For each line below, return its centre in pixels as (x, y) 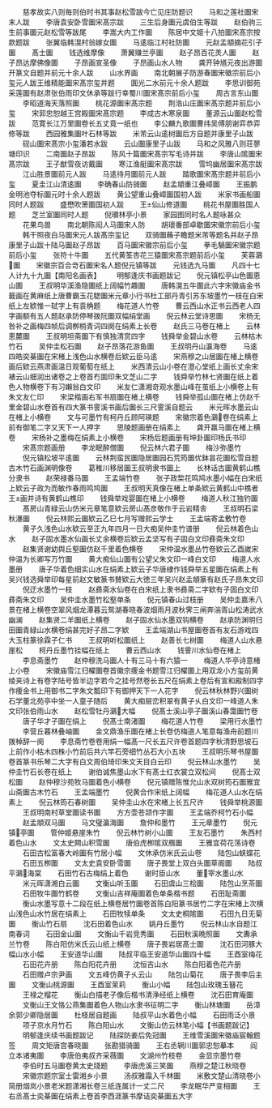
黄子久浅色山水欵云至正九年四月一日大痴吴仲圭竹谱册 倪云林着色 (137, 528)
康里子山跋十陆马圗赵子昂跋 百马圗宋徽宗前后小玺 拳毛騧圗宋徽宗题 (134, 245)
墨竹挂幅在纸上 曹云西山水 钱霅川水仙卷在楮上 (150, 650)
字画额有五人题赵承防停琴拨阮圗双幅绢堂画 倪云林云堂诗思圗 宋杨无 (134, 316)
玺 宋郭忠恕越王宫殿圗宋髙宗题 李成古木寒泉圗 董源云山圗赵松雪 (136, 113)
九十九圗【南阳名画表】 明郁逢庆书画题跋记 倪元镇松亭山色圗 (138, 275)
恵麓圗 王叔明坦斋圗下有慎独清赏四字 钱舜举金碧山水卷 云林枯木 (136, 336)
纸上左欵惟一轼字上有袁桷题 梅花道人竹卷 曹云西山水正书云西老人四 (134, 306)
